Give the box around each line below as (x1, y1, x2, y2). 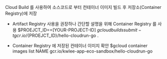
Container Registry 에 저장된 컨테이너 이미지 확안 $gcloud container (12, 43, 148, 48)
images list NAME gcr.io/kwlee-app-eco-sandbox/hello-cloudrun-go (12, 48, 153, 54)
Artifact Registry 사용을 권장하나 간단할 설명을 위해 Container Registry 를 (12, 21, 157, 27)
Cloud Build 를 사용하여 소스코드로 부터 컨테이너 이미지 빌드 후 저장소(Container (5, 4, 162, 10)
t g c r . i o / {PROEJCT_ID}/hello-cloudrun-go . (12, 32, 99, 38)
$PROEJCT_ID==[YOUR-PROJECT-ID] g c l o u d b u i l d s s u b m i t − (17, 27, 142, 33)
